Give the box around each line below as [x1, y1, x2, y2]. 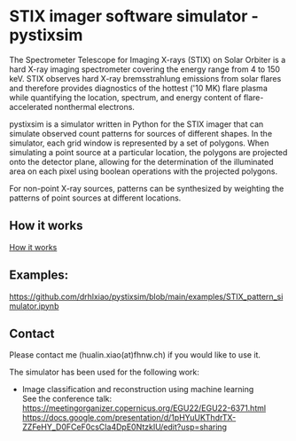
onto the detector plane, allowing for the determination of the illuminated [9, 156, 274, 167]
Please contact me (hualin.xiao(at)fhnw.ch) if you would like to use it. [9, 350, 261, 360]
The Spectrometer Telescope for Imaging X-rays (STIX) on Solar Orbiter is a [9, 54, 286, 65]
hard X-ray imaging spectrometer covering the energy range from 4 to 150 [9, 64, 281, 75]
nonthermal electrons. [54, 101, 136, 112]
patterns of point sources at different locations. [9, 193, 182, 203]
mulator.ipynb [9, 300, 59, 311]
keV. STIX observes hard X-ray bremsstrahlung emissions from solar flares [9, 73, 282, 83]
